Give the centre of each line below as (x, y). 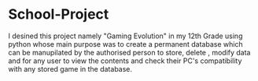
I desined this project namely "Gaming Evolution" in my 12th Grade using (125, 36)
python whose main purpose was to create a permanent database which (125, 44)
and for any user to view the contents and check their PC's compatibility (125, 61)
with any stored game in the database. (70, 69)
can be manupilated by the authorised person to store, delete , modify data (129, 52)
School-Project (59, 14)
